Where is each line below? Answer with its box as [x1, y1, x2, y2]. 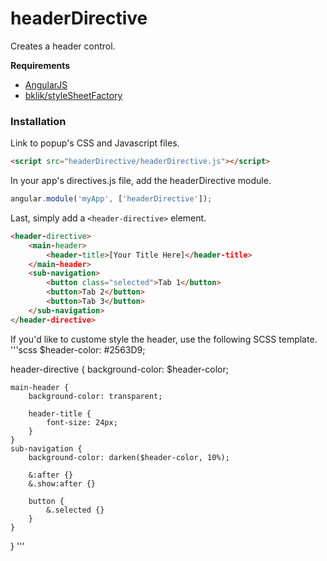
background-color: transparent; [28, 391, 163, 401]
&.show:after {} [28, 478, 97, 489]
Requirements [10, 59, 71, 71]
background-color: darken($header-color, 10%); [28, 452, 230, 462]
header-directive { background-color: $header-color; [10, 363, 229, 375]
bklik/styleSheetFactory [24, 89, 123, 101]
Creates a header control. [10, 40, 116, 52]
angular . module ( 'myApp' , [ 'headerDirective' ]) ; [10, 194, 213, 204]
